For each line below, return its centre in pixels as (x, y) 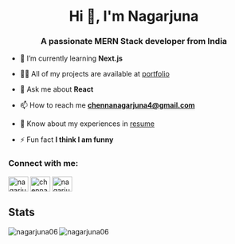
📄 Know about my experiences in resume (87, 124)
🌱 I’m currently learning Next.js (71, 58)
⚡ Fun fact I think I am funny (67, 140)
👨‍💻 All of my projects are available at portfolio (94, 74)
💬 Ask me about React (57, 89)
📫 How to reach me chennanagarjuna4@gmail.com (107, 105)
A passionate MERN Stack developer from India (134, 41)
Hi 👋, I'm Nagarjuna (134, 16)
